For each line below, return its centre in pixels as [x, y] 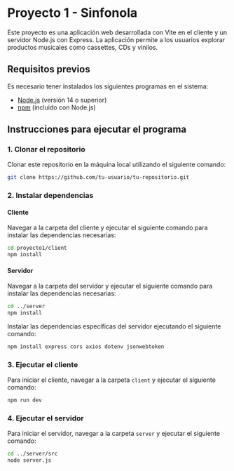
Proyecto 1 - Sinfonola [73, 13]
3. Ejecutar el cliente [43, 364]
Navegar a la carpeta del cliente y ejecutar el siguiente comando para [108, 228]
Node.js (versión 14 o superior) [62, 100]
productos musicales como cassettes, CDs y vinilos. [83, 47]
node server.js [29, 460]
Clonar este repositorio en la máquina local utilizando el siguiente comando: [117, 165]
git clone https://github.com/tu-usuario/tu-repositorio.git [98, 178]
